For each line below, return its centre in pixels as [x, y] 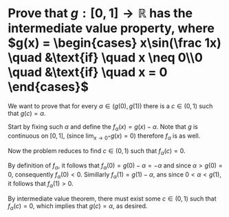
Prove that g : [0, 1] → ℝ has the [100, 13]
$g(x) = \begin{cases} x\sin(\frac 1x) [115, 43]
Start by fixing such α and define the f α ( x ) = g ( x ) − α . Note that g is [103, 127]
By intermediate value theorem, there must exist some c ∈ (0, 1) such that [112, 198]
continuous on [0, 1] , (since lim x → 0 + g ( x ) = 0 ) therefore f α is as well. [104, 136]
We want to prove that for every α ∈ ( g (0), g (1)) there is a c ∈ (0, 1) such [110, 106]
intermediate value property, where [111, 29]
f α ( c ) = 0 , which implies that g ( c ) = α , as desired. [78, 206]
